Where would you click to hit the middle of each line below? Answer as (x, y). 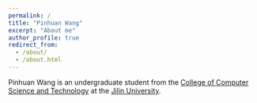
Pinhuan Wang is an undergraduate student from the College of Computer (128, 82)
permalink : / (30, 15)
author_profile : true (44, 38)
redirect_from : (33, 45)
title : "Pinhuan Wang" (45, 23)
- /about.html (38, 60)
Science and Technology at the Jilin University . (85, 90)
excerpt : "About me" (42, 30)
